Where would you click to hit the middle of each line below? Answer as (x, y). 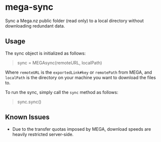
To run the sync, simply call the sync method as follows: (62, 92)
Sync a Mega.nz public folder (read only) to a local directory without (75, 21)
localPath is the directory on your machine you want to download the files (80, 77)
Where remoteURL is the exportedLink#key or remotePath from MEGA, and (79, 72)
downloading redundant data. (35, 26)
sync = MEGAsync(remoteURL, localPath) (60, 62)
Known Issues (27, 117)
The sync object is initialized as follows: (45, 53)
